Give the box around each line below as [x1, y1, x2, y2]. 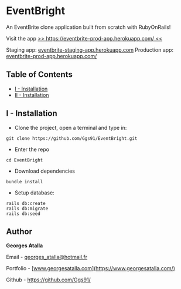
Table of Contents [6, 69, 73, 80]
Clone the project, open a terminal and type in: [14, 124, 127, 131]
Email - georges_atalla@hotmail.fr [6, 254, 88, 261]
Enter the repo [14, 146, 50, 153]
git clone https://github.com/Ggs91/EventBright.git [6, 135, 138, 142]
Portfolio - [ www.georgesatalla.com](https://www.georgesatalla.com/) [6, 265, 176, 272]
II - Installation [14, 91, 49, 98]
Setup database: [14, 189, 54, 196]
